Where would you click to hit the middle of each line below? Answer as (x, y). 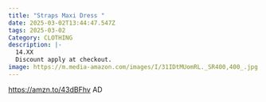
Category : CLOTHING (41, 38)
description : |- (35, 45)
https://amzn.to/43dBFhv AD (55, 89)
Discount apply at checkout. (64, 60)
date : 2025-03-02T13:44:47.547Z (62, 23)
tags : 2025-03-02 (37, 30)
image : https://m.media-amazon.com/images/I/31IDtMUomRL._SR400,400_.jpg (133, 67)
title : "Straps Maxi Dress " (57, 15)
